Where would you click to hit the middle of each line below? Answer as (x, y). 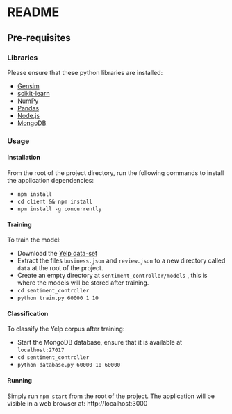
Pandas (28, 108)
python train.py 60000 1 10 (58, 298)
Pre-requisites (39, 38)
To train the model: (34, 240)
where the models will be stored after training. (83, 283)
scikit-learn (33, 93)
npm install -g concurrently (59, 209)
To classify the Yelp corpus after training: (66, 329)
